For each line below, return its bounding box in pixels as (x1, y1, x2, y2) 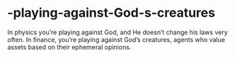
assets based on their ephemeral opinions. (7, 43, 132, 51)
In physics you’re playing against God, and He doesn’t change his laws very (7, 28, 228, 36)
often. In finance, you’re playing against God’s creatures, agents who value (7, 35, 225, 43)
